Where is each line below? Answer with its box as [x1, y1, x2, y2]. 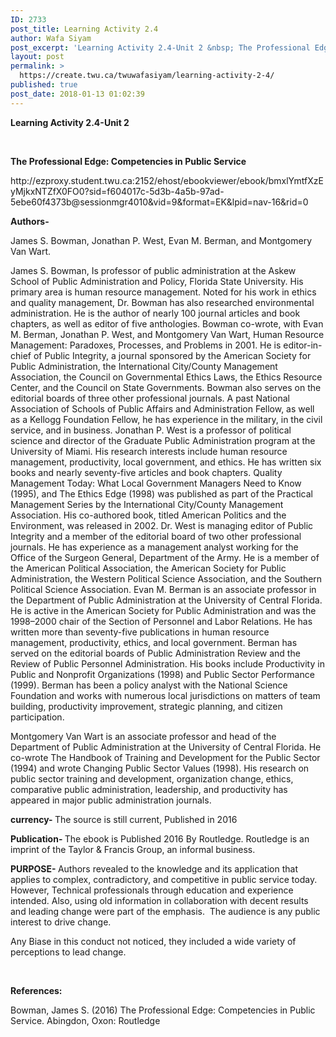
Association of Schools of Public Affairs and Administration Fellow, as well [10, 402, 315, 415]
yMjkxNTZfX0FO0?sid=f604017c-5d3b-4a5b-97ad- [10, 185, 225, 197]
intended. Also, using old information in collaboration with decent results [10, 894, 309, 906]
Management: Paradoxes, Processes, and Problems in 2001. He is [10, 339, 282, 351]
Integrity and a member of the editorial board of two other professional [10, 530, 302, 542]
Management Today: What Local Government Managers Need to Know [10, 477, 302, 489]
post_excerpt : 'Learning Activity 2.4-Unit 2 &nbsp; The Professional [10, 42, 311, 53]
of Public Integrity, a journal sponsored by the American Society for [33, 349, 312, 361]
